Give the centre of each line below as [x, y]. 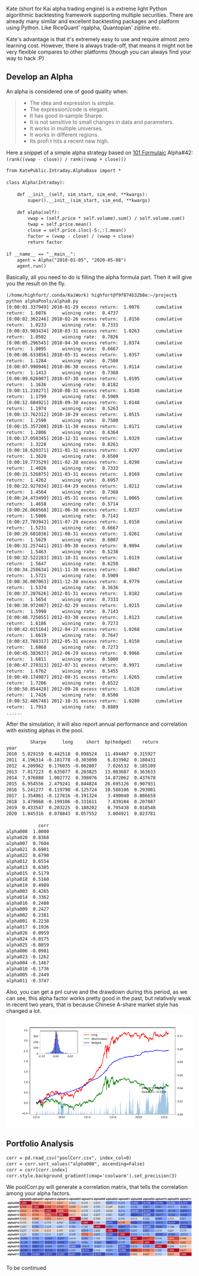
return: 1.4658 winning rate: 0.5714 [62, 504]
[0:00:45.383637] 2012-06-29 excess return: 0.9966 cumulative [94, 653]
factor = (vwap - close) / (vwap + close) [81, 236]
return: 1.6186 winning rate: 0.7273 [62, 623]
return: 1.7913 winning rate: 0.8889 [62, 707]
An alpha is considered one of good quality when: [67, 91]
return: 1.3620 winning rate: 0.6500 [62, 456]
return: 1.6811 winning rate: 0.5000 [62, 659]
